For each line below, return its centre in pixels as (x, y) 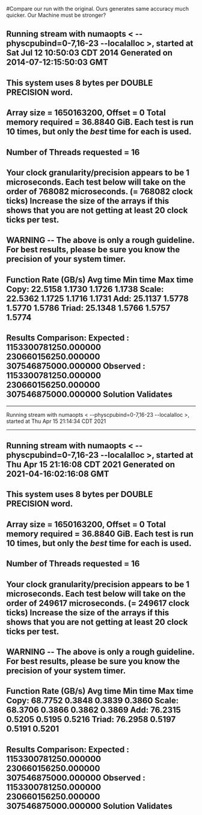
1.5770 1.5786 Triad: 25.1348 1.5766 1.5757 (88, 308)
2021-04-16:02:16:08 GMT (58, 474)
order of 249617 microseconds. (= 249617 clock (98, 603)
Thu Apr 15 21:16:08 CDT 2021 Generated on (91, 464)
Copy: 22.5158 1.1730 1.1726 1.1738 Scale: (85, 289)
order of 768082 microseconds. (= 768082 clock (100, 192)
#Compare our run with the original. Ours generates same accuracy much (98, 9)
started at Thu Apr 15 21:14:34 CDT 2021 (56, 421)
